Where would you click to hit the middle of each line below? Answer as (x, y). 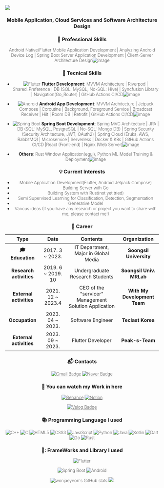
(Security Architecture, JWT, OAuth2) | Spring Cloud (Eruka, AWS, (86, 134)
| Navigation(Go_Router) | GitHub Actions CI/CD (77, 94)
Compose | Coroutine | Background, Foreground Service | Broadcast (86, 109)
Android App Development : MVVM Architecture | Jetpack (96, 104)
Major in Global (92, 253)
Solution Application (92, 306)
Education (23, 258)
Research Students (92, 277)
